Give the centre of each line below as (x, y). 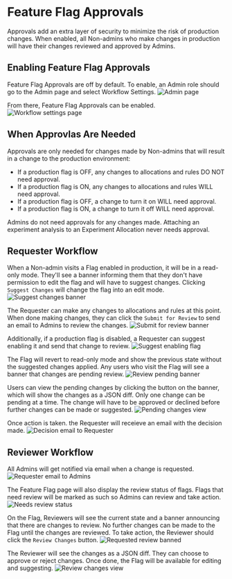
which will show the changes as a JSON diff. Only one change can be (106, 395)
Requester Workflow (53, 251)
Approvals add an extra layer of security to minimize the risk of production (113, 31)
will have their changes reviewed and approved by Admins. (91, 46)
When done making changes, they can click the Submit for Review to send (114, 318)
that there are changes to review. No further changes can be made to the (111, 525)
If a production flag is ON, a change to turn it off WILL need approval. (116, 208)
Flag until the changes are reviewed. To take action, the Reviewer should (110, 533)
